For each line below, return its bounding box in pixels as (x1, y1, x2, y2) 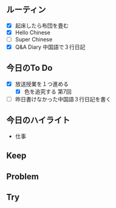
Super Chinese (15, 35, 53, 43)
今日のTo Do (6, 63, 53, 73)
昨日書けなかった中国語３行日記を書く (15, 96, 111, 102)
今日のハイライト (6, 115, 70, 126)
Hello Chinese (15, 29, 50, 36)
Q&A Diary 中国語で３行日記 (15, 43, 86, 51)
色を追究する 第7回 (24, 88, 72, 95)
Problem (6, 171, 39, 182)
